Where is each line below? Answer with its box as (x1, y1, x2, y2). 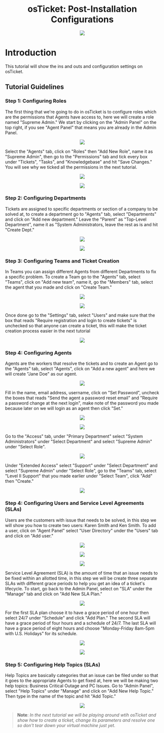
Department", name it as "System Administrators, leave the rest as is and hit (5, 221, 158, 227)
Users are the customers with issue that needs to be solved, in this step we (5, 517, 157, 523)
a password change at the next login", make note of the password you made (5, 400, 159, 406)
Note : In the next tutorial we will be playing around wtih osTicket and (17, 712, 157, 718)
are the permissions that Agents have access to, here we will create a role (5, 114, 154, 120)
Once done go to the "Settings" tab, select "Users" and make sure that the (5, 312, 155, 318)
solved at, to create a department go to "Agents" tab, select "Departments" (5, 211, 157, 217)
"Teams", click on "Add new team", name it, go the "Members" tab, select (5, 279, 153, 285)
